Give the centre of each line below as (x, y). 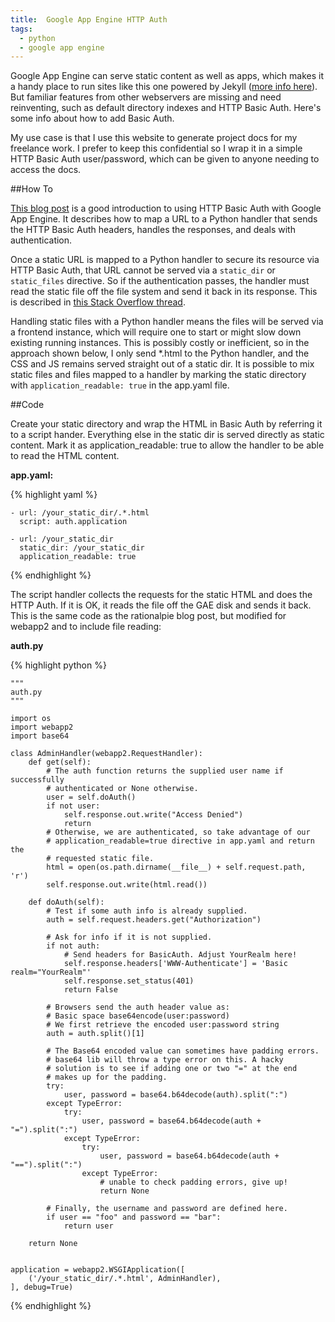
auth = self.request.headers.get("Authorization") (154, 920)
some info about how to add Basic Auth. (92, 118)
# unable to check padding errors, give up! (193, 1182)
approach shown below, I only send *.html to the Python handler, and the (160, 353)
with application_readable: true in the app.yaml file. (120, 385)
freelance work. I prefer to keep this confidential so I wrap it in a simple (156, 148)
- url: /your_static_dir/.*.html (80, 513)
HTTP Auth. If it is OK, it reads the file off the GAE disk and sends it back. (161, 605)
